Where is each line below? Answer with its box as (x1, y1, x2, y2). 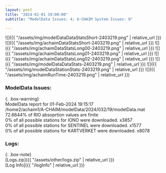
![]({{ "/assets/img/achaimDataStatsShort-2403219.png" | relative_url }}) (5, 40, 154, 46)
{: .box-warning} (5, 95, 39, 101)
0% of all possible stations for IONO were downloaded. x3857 (5, 117, 132, 123)
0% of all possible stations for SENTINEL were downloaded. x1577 (5, 122, 141, 128)
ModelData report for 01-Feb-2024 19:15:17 (5, 101, 94, 107)
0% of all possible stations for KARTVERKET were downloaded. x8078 (5, 127, 150, 133)
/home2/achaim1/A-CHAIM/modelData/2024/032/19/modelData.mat (5, 106, 145, 112)
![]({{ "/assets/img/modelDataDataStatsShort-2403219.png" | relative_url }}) (5, 34, 161, 40)
